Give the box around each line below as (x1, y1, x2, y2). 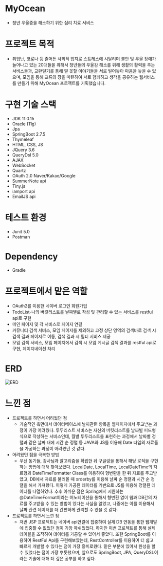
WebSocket (12, 162, 36, 168)
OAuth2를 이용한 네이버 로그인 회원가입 (12, 303, 88, 308)
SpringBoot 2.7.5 (12, 131, 46, 137)
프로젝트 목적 (5, 39, 54, 50)
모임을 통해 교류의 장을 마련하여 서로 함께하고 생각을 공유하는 (22, 74, 138, 80)
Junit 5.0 (12, 228, 30, 235)
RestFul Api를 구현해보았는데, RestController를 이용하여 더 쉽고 (32, 537, 154, 543)
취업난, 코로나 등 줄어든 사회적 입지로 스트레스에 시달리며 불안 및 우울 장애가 (12, 56, 157, 62)
